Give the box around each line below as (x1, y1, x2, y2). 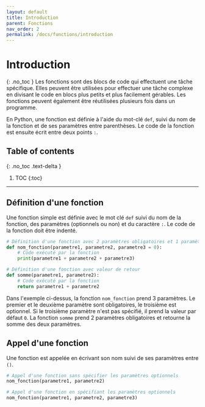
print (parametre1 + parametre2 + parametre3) (17, 255, 135, 262)
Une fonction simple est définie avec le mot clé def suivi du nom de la (6, 214, 181, 221)
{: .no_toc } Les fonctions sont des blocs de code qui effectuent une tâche (6, 78, 193, 85)
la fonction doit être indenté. (6, 227, 77, 234)
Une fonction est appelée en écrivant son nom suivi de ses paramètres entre (6, 354, 199, 361)
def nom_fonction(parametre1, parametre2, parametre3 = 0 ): (6, 244, 163, 250)
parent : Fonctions (6, 20, 53, 26)
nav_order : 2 (6, 26, 40, 32)
